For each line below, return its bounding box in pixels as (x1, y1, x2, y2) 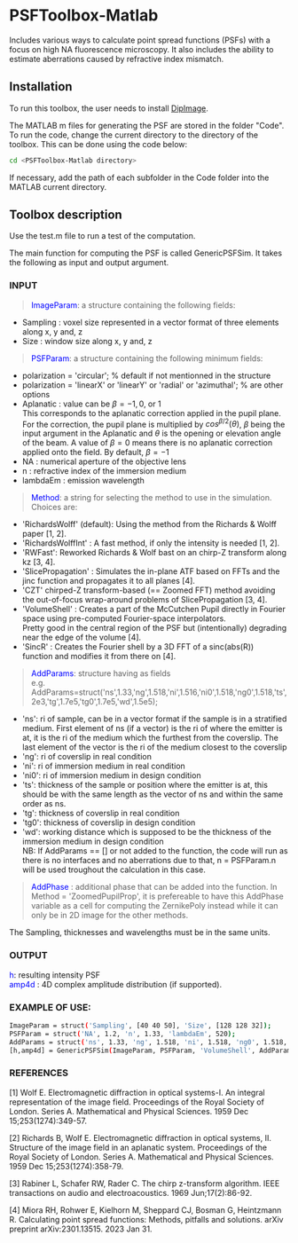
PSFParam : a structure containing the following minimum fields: (30, 352, 263, 364)
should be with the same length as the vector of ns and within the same (21, 789, 284, 799)
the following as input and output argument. (9, 257, 169, 268)
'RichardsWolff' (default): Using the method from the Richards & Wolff (21, 519, 277, 530)
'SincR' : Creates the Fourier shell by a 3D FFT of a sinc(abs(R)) (21, 641, 255, 652)
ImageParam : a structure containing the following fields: (30, 299, 236, 311)
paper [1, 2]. (21, 529, 67, 539)
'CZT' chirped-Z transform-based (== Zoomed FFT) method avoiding (21, 585, 276, 595)
